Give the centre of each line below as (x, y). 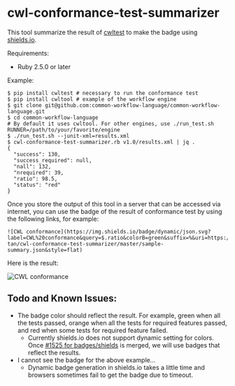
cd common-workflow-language (56, 117)
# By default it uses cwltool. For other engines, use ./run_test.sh (111, 124)
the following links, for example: (53, 219)
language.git (26, 111)
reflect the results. (54, 352)
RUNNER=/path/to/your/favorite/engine (64, 130)
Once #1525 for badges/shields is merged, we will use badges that (124, 345)
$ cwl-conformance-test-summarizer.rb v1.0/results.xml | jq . (101, 142)
